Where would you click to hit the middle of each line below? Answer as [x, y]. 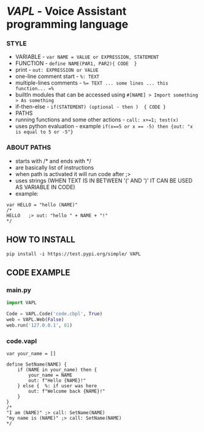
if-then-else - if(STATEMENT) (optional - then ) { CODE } [91, 107]
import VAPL [21, 303]
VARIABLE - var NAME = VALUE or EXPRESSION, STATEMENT [87, 57]
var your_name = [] [31, 354]
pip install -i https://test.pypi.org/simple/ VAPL [74, 254]
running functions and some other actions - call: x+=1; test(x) [97, 120]
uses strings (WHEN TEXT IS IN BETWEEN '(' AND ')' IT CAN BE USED [104, 180]
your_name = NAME [50, 376]
